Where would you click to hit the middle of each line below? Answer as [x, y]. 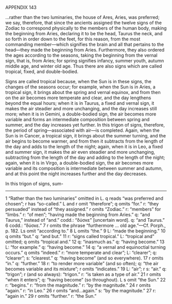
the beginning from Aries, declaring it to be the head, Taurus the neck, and [84, 33]
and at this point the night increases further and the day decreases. [76, 174]
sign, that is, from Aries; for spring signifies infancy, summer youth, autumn [85, 61]
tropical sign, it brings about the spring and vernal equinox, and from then [83, 92]
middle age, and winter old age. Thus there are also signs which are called [84, 66]
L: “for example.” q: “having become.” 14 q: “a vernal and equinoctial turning [85, 247]
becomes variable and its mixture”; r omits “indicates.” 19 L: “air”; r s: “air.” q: [86, 269]
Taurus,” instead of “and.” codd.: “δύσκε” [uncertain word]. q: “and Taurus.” [85, 220]
